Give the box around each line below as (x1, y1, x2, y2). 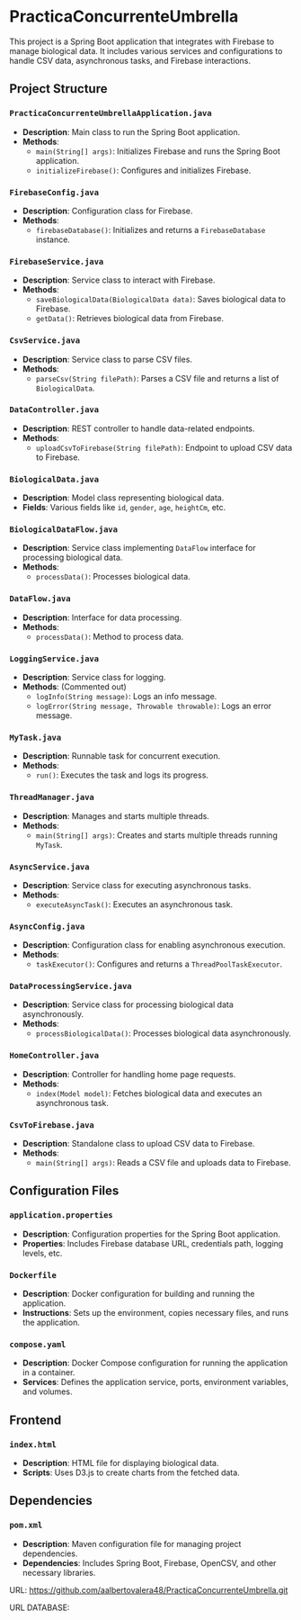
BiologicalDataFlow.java (9, 525, 119, 535)
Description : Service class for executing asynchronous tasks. (22, 879, 252, 890)
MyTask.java (9, 732, 62, 742)
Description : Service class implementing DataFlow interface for (22, 543, 256, 553)
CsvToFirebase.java (9, 1120, 94, 1130)
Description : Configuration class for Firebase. (22, 205, 193, 216)
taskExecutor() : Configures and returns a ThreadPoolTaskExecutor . (35, 958, 283, 969)
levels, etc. (22, 1247, 63, 1258)
